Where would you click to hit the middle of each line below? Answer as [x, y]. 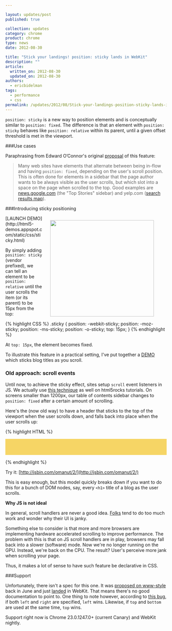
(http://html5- [20, 224]
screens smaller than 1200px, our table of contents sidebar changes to [80, 395]
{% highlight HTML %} [29, 432]
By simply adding [24, 250]
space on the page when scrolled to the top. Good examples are [85, 188]
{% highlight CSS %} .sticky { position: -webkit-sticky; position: [72, 324]
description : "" [23, 62]
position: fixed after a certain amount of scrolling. [60, 401]
